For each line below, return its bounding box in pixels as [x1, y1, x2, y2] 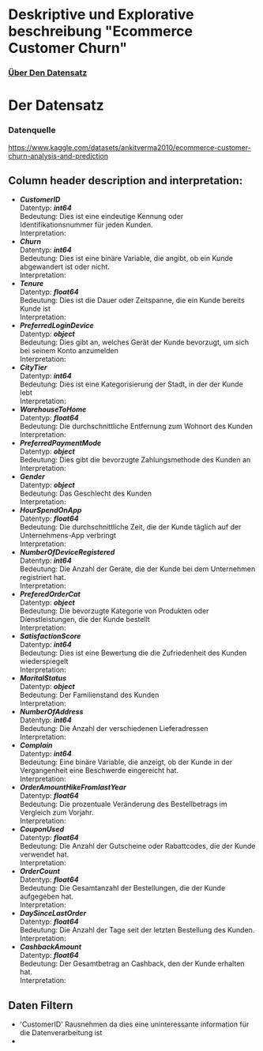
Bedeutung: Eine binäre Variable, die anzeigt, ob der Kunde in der [19, 757, 233, 767]
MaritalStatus [19, 673, 67, 683]
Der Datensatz [8, 96, 104, 115]
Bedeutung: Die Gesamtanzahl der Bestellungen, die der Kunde [19, 883, 226, 893]
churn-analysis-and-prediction [8, 151, 109, 160]
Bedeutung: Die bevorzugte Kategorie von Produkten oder [19, 606, 209, 616]
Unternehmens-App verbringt [19, 531, 117, 541]
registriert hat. [19, 573, 66, 582]
